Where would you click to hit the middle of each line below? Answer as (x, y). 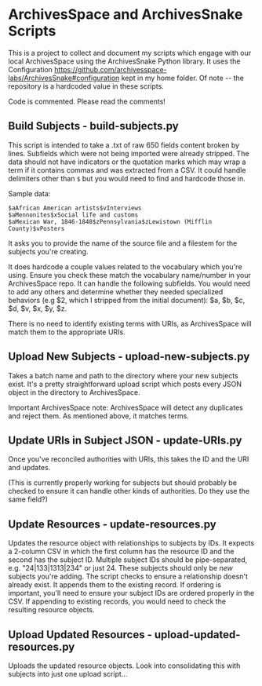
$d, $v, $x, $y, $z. (38, 308)
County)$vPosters (36, 228)
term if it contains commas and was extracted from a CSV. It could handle (127, 170)
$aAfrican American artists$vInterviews (75, 208)
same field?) (28, 499)
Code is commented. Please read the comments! (87, 101)
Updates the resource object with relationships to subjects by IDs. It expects (131, 543)
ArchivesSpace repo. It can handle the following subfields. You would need (129, 283)
